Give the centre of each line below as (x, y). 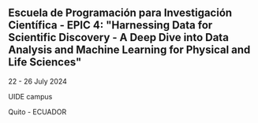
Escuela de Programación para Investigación (120, 13)
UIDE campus (30, 96)
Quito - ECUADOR (37, 112)
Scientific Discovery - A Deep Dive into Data (118, 37)
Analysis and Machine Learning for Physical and (129, 50)
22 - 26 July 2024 (37, 81)
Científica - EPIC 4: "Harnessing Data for (110, 26)
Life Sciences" (45, 62)
